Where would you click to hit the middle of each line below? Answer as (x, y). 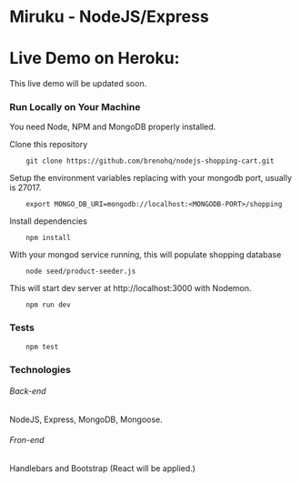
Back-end (28, 391)
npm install (48, 238)
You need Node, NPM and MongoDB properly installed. (113, 127)
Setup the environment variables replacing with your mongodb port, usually (151, 178)
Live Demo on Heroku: (95, 59)
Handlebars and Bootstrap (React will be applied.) (102, 468)
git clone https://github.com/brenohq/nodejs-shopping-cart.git (150, 161)
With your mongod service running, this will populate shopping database (145, 255)
